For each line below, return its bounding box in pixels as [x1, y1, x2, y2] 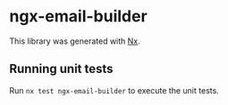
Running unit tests [9, 61, 114, 77]
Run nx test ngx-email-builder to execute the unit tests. [9, 85, 219, 95]
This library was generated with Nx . [9, 36, 140, 46]
